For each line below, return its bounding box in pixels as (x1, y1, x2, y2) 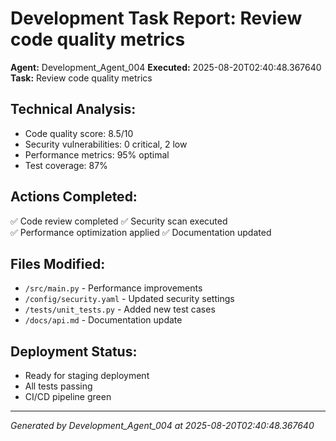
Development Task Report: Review (10, 7, 303, 30)
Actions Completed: (10, 188, 138, 206)
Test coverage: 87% (24, 159, 108, 171)
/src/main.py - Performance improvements (24, 282, 203, 294)
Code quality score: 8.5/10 (24, 127, 134, 139)
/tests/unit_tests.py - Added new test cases (24, 303, 216, 316)
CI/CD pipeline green (24, 391, 112, 403)
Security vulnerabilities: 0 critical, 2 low (24, 138, 188, 150)
